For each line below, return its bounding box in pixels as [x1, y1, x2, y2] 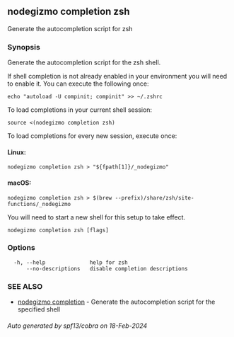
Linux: [7, 148, 26, 156]
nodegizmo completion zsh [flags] [7, 227, 110, 234]
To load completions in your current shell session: [7, 105, 153, 114]
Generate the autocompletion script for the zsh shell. [7, 58, 161, 67]
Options [7, 243, 35, 253]
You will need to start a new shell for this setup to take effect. [7, 212, 186, 222]
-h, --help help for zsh [13, 258, 129, 266]
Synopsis [7, 42, 40, 52]
